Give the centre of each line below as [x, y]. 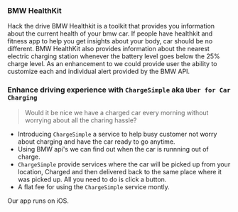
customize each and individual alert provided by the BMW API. [99, 71]
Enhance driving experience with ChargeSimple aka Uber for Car [119, 90]
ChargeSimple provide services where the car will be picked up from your [124, 164]
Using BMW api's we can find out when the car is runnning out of [113, 149]
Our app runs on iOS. [38, 201]
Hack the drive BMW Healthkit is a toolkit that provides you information [111, 26]
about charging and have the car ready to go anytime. [96, 142]
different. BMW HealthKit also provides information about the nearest [108, 49]
